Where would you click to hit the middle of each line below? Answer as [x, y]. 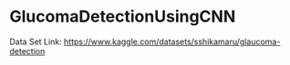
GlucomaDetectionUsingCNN [123, 17]
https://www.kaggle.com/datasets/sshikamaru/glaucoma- [172, 42]
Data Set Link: [36, 42]
